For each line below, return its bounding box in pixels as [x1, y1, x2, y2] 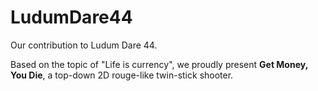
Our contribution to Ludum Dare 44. [10, 39, 158, 51]
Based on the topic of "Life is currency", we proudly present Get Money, [10, 58, 308, 70]
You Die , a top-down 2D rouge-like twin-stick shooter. [10, 69, 234, 81]
